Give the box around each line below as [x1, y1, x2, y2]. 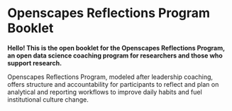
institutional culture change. [7, 95, 89, 104]
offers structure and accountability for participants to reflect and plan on [7, 80, 219, 88]
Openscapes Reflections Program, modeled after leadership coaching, [7, 73, 214, 81]
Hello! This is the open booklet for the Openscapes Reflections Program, [7, 43, 225, 52]
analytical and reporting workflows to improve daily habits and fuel [7, 88, 202, 96]
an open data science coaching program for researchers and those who [7, 51, 223, 60]
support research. [7, 58, 62, 67]
